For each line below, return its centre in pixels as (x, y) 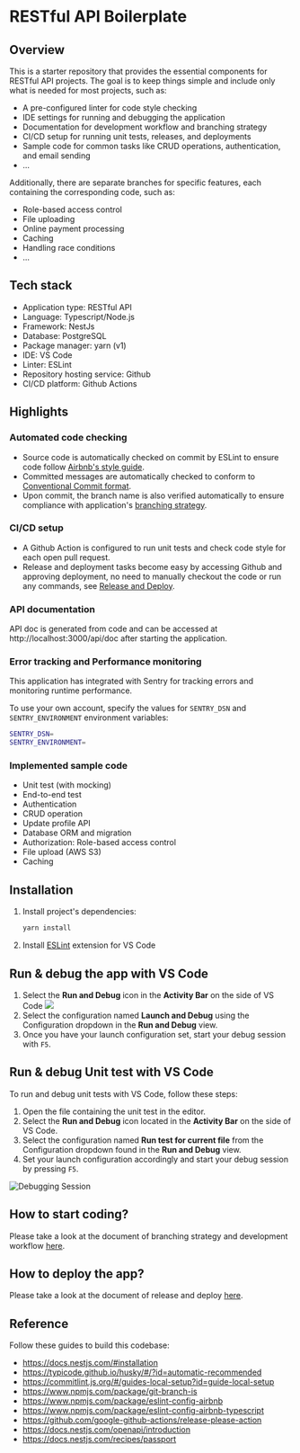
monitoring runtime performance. (71, 691)
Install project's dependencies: (79, 912)
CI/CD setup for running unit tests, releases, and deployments (137, 136)
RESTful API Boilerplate (98, 17)
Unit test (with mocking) (67, 785)
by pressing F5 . (50, 1168)
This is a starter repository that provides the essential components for (138, 71)
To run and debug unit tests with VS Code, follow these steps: (124, 1093)
